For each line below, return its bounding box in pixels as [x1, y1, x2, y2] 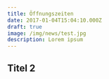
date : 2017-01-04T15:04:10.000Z [7, 17, 102, 24]
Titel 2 [7, 62, 36, 74]
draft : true [7, 23, 42, 30]
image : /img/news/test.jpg [7, 29, 86, 37]
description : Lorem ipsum [7, 36, 83, 43]
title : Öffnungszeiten [7, 10, 74, 17]
